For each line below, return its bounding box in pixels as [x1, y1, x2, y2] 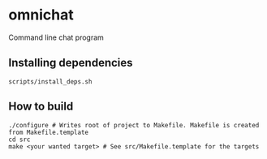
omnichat [8, 6, 75, 24]
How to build [8, 100, 74, 114]
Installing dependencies [8, 56, 133, 70]
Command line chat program [8, 32, 104, 42]
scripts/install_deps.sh [8, 77, 93, 86]
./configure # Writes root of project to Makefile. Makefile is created [8, 121, 260, 129]
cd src [8, 135, 31, 144]
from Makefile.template [8, 128, 89, 136]
